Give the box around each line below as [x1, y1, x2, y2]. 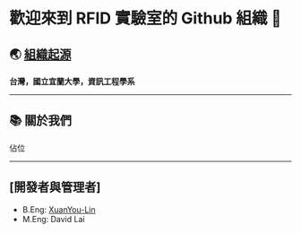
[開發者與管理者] [9, 180, 101, 195]
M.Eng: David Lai [21, 213, 85, 224]
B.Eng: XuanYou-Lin [21, 203, 96, 215]
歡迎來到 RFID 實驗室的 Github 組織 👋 [9, 8, 282, 29]
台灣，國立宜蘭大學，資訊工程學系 [9, 76, 135, 86]
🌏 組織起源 [9, 47, 72, 62]
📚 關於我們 [9, 113, 73, 128]
